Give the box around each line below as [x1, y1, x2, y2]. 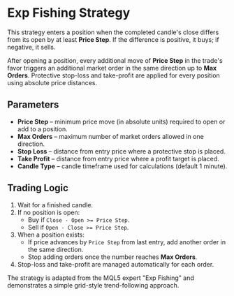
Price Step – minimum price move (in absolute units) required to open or [17, 117, 226, 126]
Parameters [7, 99, 59, 111]
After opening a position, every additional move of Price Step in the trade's [7, 56, 223, 64]
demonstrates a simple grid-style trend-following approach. [7, 281, 180, 289]
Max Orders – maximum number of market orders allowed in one [17, 132, 204, 140]
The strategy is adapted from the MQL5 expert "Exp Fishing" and [7, 274, 194, 282]
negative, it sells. [7, 43, 56, 51]
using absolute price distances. [7, 78, 98, 87]
